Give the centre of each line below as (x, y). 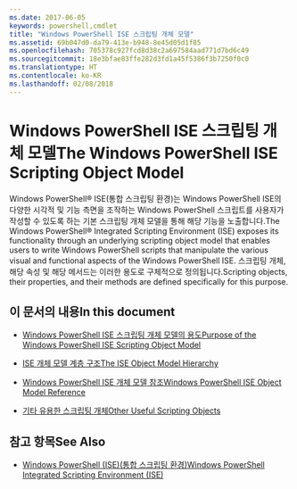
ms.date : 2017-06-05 (48, 17)
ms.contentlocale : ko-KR (55, 76)
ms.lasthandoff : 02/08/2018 (62, 84)
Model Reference (54, 393)
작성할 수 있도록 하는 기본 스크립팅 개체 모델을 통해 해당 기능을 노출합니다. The (144, 220)
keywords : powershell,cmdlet (63, 26)
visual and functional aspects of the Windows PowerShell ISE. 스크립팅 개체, (148, 261)
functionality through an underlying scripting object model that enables (140, 240)
